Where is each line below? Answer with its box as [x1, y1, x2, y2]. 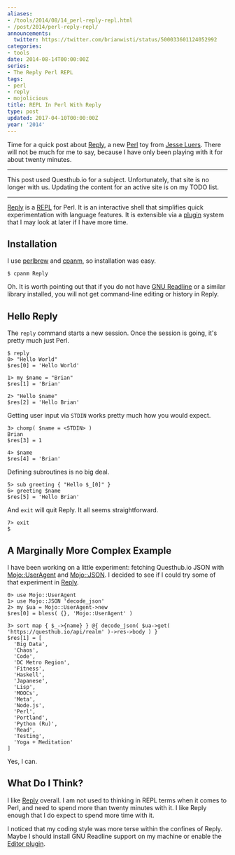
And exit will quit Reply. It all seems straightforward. [7, 506, 159, 514]
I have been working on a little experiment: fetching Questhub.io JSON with [7, 563, 225, 571]
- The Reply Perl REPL [7, 69, 73, 76]
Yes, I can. [7, 757, 37, 765]
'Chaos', [13, 646, 39, 654]
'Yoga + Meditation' [13, 739, 73, 746]
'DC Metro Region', [13, 659, 71, 666]
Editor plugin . [7, 839, 45, 848]
